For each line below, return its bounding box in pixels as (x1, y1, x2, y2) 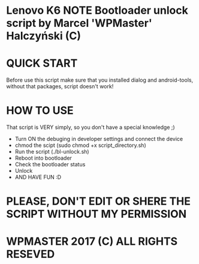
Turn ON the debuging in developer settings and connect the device (14, 136, 183, 143)
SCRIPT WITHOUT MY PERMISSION (6, 208, 187, 221)
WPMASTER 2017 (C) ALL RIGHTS (6, 235, 178, 248)
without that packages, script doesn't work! (6, 83, 114, 90)
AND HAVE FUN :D (14, 173, 62, 181)
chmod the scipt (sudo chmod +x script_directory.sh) (14, 142, 146, 149)
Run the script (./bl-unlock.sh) (14, 148, 89, 155)
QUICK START (6, 56, 78, 70)
